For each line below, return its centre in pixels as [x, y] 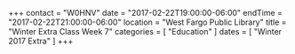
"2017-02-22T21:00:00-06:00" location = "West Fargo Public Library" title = [147, 22]
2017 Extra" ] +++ [41, 41]
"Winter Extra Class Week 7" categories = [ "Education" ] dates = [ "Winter [145, 31]
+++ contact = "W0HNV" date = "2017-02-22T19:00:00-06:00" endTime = [146, 13]
